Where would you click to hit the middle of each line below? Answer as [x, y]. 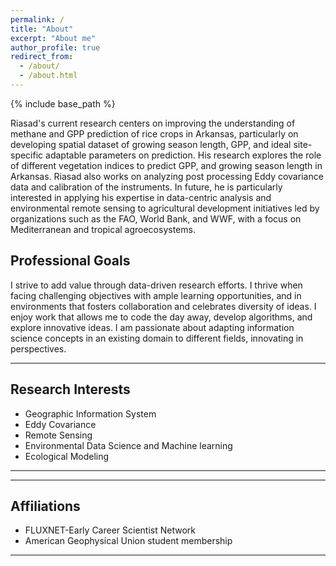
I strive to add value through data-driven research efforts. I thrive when [156, 285]
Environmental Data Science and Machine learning [128, 445]
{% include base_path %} [63, 103]
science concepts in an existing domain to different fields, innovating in [157, 338]
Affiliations [45, 506]
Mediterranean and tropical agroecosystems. [103, 229]
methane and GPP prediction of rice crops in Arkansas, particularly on [154, 133]
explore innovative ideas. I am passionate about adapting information [152, 327]
